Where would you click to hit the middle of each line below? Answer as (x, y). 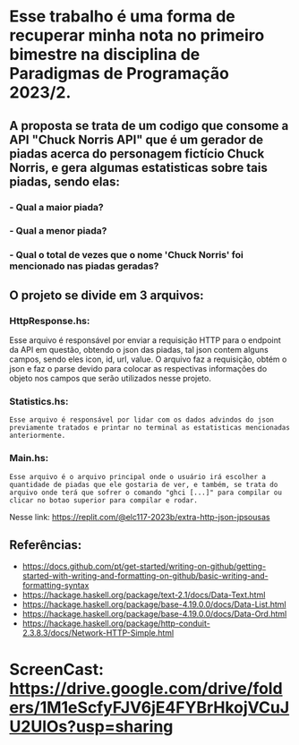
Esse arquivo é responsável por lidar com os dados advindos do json (142, 420)
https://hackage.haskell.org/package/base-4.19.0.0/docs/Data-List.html (154, 604)
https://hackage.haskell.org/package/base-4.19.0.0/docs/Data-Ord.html (154, 614)
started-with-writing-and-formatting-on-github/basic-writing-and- (145, 576)
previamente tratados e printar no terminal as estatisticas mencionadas (150, 428)
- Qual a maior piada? (57, 207)
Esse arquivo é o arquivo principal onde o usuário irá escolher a (138, 476)
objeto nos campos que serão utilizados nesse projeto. (111, 379)
